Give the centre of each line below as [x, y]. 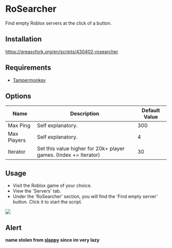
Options [18, 96]
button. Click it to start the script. [47, 202]
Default [151, 111]
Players [17, 140]
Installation [24, 39]
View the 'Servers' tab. [37, 191]
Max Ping [19, 126]
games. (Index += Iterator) [68, 155]
